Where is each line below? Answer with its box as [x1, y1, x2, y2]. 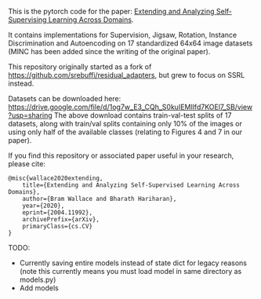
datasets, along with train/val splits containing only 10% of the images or [8, 119, 243, 128]
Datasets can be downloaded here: [8, 94, 121, 103]
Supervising [8, 15, 47, 24]
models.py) [19, 275, 56, 284]
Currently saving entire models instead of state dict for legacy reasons [19, 258, 248, 268]
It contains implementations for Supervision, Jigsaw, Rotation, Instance [8, 31, 237, 39]
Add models [19, 283, 59, 293]
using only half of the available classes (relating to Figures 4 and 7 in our [8, 127, 243, 137]
